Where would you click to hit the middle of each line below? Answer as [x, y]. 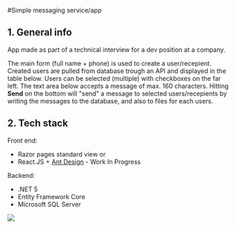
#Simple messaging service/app [54, 10]
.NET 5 [28, 189]
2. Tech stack [38, 123]
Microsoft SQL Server [49, 204]
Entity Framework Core [51, 196]
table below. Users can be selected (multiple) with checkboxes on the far [114, 78]
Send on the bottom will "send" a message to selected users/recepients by [117, 93]
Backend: [21, 175]
